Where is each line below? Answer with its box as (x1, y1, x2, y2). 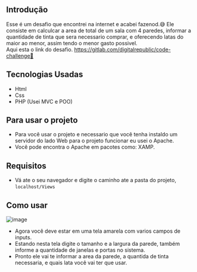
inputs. (14, 234, 32, 241)
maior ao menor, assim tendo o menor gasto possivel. (6, 39, 138, 46)
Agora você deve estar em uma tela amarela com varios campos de (14, 227, 180, 235)
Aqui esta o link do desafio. (6, 46, 73, 53)
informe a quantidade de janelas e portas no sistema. (14, 246, 146, 254)
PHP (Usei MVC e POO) (14, 98, 73, 105)
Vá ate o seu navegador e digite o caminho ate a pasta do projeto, (14, 177, 177, 184)
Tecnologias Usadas (6, 70, 83, 80)
